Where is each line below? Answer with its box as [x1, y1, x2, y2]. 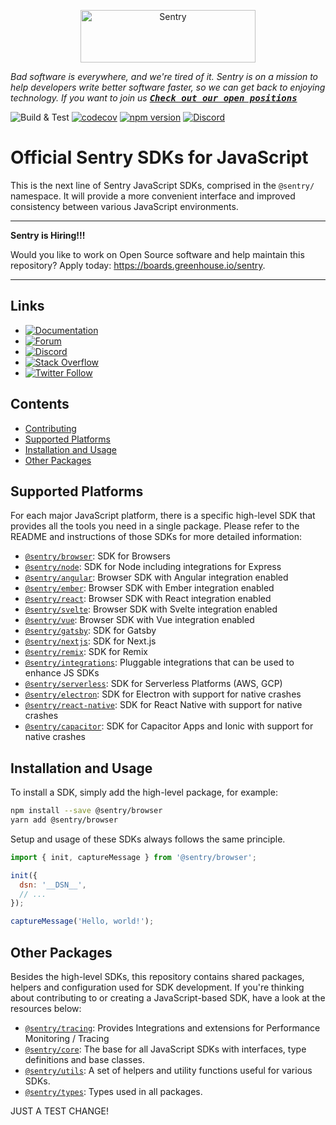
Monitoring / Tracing [24, 1033, 110, 1044]
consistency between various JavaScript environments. [10, 200, 239, 212]
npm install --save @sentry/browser [10, 806, 163, 816]
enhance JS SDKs [24, 667, 100, 679]
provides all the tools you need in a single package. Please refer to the [10, 520, 300, 532]
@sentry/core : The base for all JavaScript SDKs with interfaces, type [24, 1043, 307, 1055]
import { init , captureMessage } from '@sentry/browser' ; [10, 852, 257, 862]
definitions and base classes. [24, 1054, 146, 1065]
